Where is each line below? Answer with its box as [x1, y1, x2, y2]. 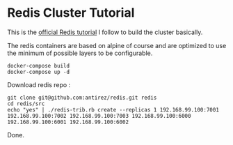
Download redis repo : [7, 80, 71, 89]
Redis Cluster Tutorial [7, 5, 135, 21]
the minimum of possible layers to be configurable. [7, 49, 153, 57]
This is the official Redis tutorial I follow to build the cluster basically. [7, 28, 203, 36]
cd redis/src [7, 100, 45, 107]
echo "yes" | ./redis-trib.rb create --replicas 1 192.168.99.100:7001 [7, 106, 219, 113]
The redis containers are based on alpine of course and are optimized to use [7, 41, 227, 49]
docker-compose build [7, 62, 70, 69]
